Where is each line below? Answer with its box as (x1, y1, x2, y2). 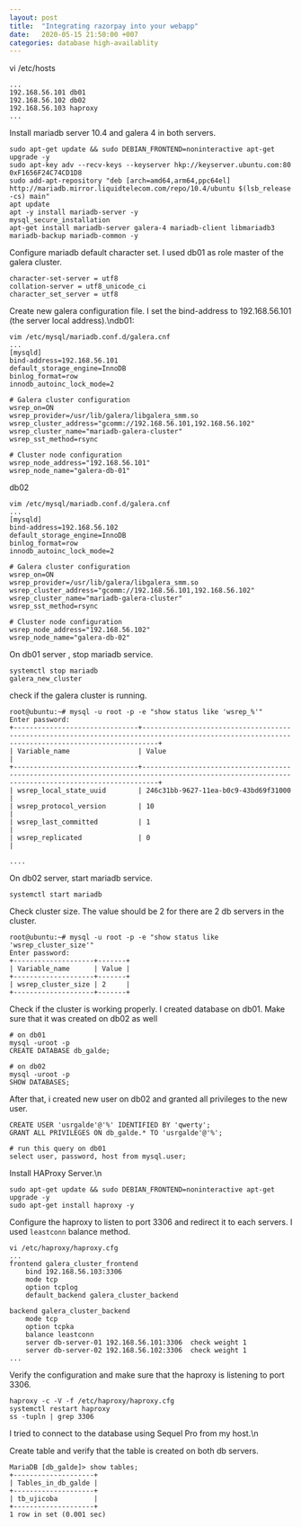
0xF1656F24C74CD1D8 (9, 168, 83, 178)
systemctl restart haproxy (9, 1405, 111, 1414)
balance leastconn (25, 1330, 94, 1340)
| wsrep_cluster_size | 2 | (9, 980, 130, 989)
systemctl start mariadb (9, 890, 102, 899)
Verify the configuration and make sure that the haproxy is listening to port (9, 1370, 285, 1380)
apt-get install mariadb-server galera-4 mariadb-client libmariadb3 (9, 224, 276, 233)
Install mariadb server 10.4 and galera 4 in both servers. (9, 128, 217, 138)
